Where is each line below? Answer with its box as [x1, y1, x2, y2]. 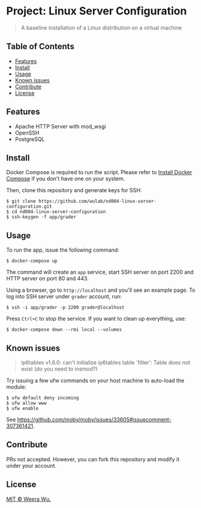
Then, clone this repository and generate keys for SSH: [6, 187, 142, 194]
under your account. [6, 462, 57, 469]
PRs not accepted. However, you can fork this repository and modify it [6, 455, 180, 463]
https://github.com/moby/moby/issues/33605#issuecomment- [17, 416, 172, 423]
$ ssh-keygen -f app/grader [6, 214, 77, 220]
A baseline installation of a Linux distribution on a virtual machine [20, 24, 182, 31]
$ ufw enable [6, 405, 39, 411]
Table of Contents [6, 41, 75, 52]
